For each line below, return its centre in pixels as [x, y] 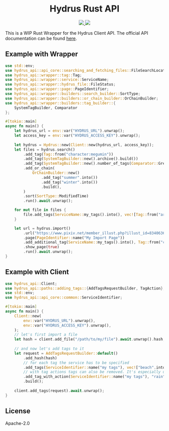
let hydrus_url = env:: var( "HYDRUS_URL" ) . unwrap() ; [69, 131]
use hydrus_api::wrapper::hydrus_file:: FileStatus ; [60, 84]
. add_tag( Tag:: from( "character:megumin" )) [68, 154]
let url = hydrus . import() [43, 228]
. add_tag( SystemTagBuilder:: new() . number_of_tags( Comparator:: [91, 164]
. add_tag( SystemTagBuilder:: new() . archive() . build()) [81, 159]
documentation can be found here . [41, 38]
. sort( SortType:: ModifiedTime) [56, 196]
